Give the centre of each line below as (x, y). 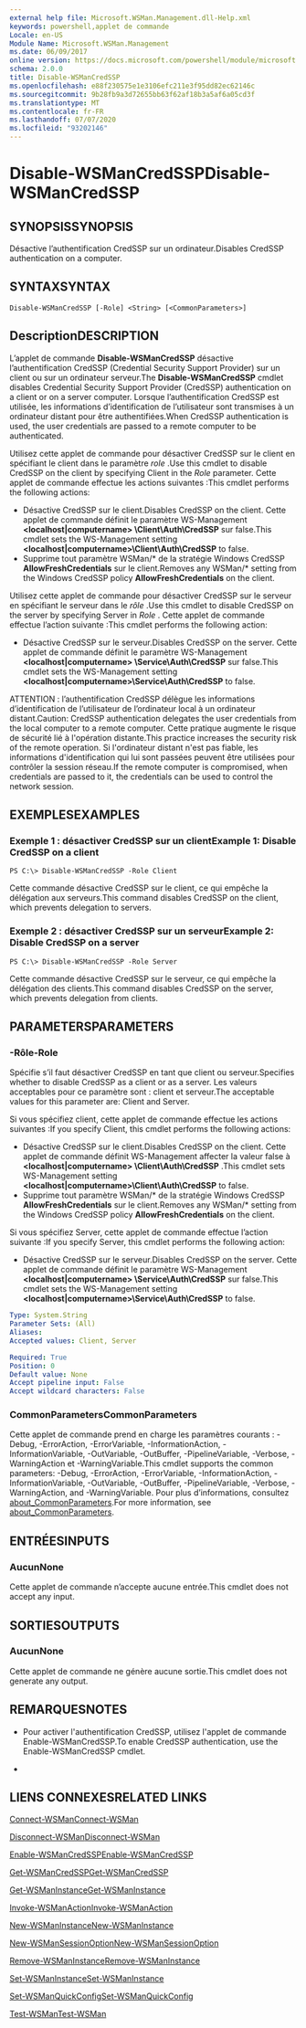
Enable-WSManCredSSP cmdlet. (84, 1751)
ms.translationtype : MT (55, 103)
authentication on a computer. (66, 258)
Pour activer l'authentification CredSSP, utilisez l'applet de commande (154, 1731)
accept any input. (42, 1597)
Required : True (38, 1357)
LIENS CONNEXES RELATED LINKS (108, 1797)
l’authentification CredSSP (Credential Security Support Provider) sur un (145, 367)
